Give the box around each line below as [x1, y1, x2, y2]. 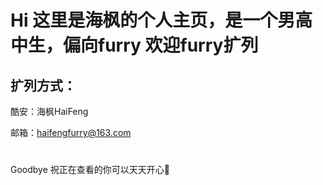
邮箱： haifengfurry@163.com [10, 127, 132, 138]
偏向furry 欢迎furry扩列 [63, 34, 259, 57]
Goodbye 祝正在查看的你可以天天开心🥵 [10, 164, 170, 176]
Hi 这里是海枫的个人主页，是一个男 [10, 9, 296, 32]
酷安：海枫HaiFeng [10, 106, 89, 117]
